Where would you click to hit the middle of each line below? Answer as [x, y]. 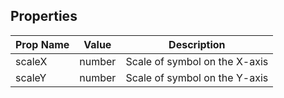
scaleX [31, 61]
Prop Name [42, 44]
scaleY [31, 77]
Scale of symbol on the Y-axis [197, 77]
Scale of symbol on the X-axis [197, 61]
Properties [44, 16]
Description [197, 44]
